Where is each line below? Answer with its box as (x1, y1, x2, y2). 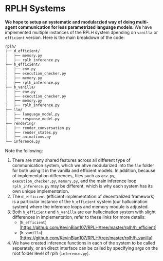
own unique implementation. (12, 188, 70, 194)
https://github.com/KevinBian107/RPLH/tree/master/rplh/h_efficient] (21, 224, 157, 230)
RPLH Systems (5, 3, 66, 14)
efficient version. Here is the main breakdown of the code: (5, 35, 125, 40)
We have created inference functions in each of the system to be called (12, 240, 156, 246)
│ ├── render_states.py (5, 130, 57, 135)
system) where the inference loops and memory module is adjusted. (12, 204, 149, 210)
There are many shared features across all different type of (12, 157, 131, 163)
